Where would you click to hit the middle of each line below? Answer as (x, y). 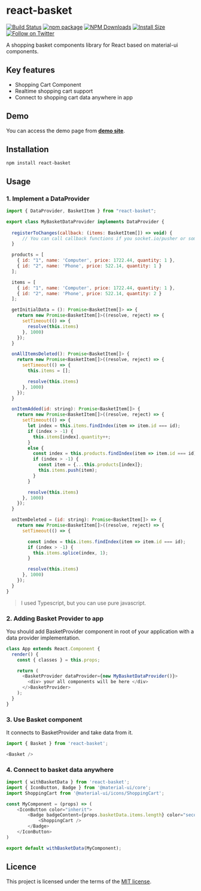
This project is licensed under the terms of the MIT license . (79, 881)
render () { (25, 654)
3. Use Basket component (44, 719)
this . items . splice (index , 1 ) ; (71, 553)
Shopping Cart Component (48, 84)
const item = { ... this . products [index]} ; (91, 465)
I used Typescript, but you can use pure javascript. (83, 603)
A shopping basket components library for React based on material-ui (92, 45)
